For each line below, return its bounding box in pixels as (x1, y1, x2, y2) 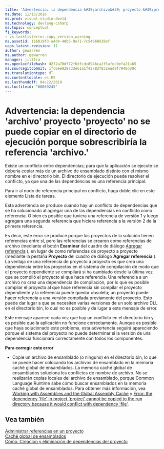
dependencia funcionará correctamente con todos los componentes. (5, 335, 143, 342)
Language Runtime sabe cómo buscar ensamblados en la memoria (12, 380, 146, 386)
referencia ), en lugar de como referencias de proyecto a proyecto (5, 248, 138, 254)
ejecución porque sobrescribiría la (5, 136, 147, 147)
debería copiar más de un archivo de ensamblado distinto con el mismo (5, 168, 149, 174)
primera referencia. (5, 223, 44, 229)
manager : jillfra (5, 57, 41, 62)
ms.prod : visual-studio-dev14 (5, 16, 67, 21)
